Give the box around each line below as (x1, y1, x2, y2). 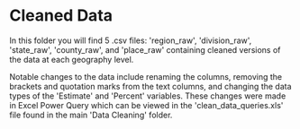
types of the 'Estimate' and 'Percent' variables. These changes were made (9, 90, 286, 101)
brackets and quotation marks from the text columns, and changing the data (9, 81, 292, 91)
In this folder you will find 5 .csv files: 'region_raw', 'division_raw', (9, 35, 252, 46)
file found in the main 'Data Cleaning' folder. (9, 109, 173, 120)
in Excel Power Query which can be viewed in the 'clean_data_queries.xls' (9, 99, 284, 110)
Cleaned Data (9, 5, 114, 26)
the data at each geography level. (9, 54, 134, 64)
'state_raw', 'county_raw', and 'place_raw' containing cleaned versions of (9, 44, 281, 55)
